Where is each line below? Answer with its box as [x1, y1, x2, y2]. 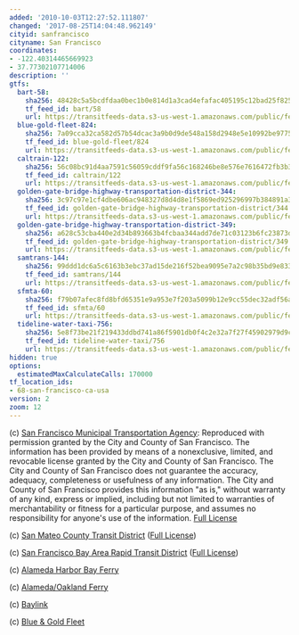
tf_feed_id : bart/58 [25, 104, 101, 113]
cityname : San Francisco [9, 37, 101, 47]
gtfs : [9, 79, 29, 88]
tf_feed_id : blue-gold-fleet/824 [25, 137, 149, 146]
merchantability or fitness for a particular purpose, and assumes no [9, 503, 256, 514]
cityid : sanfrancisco [9, 29, 90, 38]
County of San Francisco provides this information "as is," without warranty [9, 483, 287, 495]
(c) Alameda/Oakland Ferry [9, 581, 109, 592]
